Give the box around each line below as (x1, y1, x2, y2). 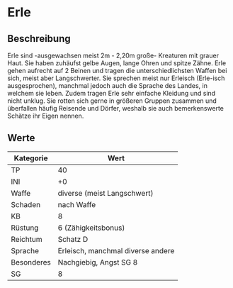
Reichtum (11, 234, 42, 244)
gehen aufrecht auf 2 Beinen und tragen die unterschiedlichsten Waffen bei (7, 67, 227, 74)
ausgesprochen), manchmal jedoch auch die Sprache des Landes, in (7, 82, 208, 89)
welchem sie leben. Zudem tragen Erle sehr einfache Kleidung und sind (7, 89, 216, 97)
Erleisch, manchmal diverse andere (57, 245, 175, 255)
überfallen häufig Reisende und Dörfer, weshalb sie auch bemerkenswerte (7, 104, 225, 112)
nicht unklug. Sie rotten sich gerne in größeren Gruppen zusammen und (7, 96, 217, 105)
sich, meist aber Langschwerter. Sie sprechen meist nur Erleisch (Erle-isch (7, 74, 225, 82)
